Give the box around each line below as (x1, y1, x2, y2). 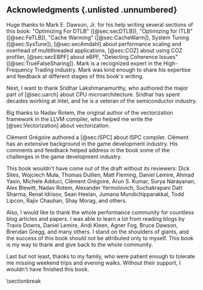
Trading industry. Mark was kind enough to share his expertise (34, 66, 191, 73)
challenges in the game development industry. (6, 153, 122, 160)
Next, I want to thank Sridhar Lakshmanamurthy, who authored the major (6, 84, 188, 92)
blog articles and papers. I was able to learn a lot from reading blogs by (6, 215, 185, 222)
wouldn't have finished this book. (6, 265, 89, 272)
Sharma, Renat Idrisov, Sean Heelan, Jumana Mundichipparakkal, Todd (6, 191, 184, 198)
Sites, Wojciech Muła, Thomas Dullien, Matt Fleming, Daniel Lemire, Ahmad (6, 171, 194, 178)
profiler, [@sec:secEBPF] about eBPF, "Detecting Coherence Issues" (6, 53, 178, 60)
